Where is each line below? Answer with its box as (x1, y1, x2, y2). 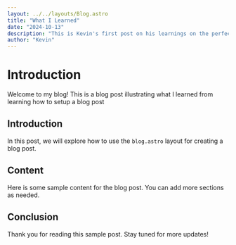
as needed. (7, 191, 40, 199)
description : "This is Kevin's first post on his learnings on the (7, 30, 209, 37)
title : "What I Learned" (7, 17, 80, 24)
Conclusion (7, 211, 59, 223)
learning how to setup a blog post (7, 98, 105, 106)
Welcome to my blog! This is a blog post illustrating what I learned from (7, 90, 214, 99)
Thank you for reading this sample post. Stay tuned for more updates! (7, 230, 209, 238)
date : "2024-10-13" (7, 23, 65, 30)
